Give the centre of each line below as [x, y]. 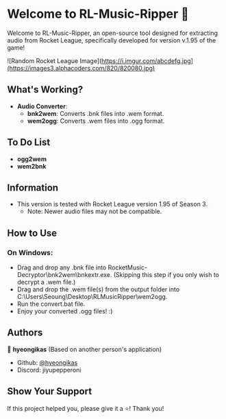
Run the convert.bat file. [51, 304]
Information [33, 188]
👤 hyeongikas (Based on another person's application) [85, 349]
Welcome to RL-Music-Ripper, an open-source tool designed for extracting [112, 33]
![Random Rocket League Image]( [54, 60]
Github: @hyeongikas [47, 362]
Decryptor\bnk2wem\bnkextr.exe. [64, 275]
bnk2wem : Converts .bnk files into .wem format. [96, 113]
